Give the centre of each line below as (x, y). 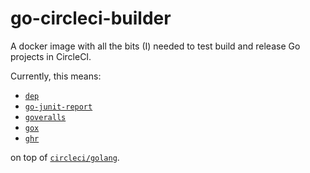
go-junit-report (58, 107)
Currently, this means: (56, 76)
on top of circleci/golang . (65, 157)
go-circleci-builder (91, 18)
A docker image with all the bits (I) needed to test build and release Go (155, 46)
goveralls (45, 117)
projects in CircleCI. (51, 56)
